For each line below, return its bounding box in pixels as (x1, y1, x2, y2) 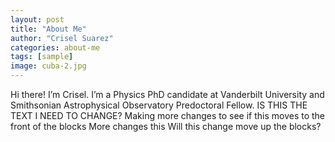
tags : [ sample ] (10, 52, 74, 62)
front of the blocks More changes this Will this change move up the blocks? (10, 121, 322, 132)
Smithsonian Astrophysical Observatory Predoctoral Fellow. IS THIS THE (10, 99, 308, 111)
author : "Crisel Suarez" (10, 33, 114, 43)
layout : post (10, 14, 65, 25)
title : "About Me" (10, 24, 87, 34)
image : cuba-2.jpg (10, 61, 87, 71)
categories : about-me (10, 42, 101, 53)
